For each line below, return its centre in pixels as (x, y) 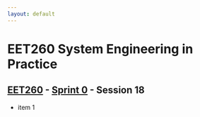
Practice (33, 64)
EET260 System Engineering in (100, 49)
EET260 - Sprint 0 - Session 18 (76, 90)
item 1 (26, 107)
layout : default (31, 14)
